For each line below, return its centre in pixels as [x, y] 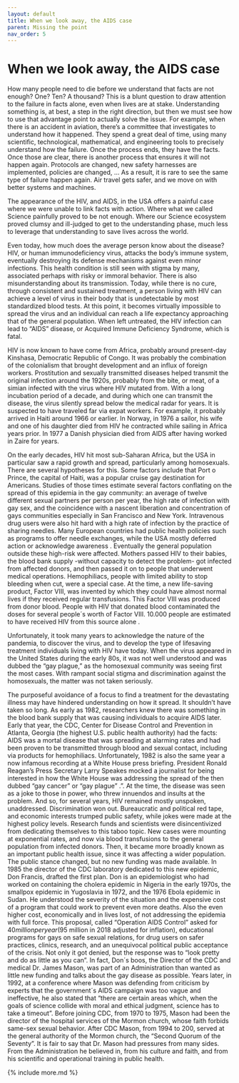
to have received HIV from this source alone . [74, 622]
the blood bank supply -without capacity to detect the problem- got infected [119, 561]
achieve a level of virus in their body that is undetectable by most [103, 299]
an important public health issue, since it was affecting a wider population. [117, 854]
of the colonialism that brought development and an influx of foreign [108, 365]
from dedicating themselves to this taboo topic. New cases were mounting [117, 831]
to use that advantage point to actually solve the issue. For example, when [117, 119]
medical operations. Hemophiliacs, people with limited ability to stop [108, 576]
